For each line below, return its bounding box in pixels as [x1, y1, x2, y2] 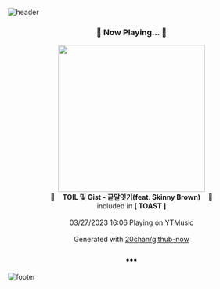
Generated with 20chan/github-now [74, 235, 189, 244]
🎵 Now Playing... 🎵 [96, 27, 168, 38]
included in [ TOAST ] [96, 201, 167, 211]
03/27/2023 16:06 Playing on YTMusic [69, 218, 194, 227]
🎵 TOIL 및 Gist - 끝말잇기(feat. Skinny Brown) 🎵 [50, 193, 213, 202]
